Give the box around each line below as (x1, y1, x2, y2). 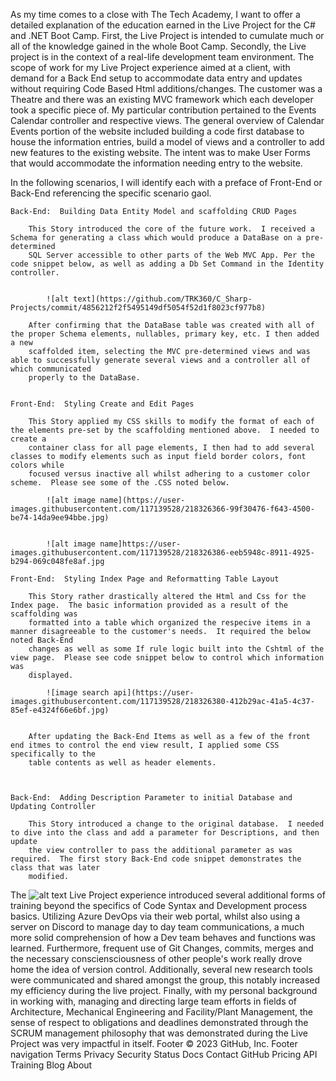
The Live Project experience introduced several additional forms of (10, 889, 326, 901)
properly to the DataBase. (28, 373, 141, 383)
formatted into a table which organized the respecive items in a (28, 618, 311, 628)
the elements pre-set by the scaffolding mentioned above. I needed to (10, 425, 320, 435)
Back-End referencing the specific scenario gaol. (10, 187, 212, 199)
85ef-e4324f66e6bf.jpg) (10, 705, 110, 715)
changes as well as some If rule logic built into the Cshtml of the (28, 644, 325, 654)
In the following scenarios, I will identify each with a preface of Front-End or (10, 177, 323, 188)
